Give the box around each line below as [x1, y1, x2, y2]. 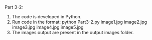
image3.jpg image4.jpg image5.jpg [12, 24, 84, 30]
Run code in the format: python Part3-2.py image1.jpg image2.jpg [12, 19, 147, 25]
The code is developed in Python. [12, 14, 82, 19]
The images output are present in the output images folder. [12, 30, 134, 35]
